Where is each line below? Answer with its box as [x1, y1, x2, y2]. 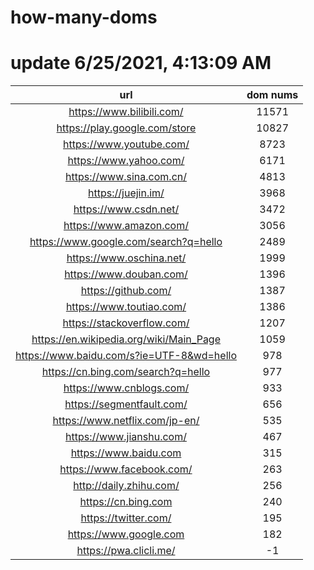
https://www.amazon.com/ [63, 219, 189, 233]
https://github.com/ [80, 284, 172, 298]
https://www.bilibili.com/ [68, 105, 184, 119]
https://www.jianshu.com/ [65, 430, 187, 444]
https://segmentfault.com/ [64, 397, 188, 411]
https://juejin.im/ [88, 186, 165, 200]
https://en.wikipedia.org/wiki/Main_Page [31, 332, 221, 346]
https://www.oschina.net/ [66, 251, 187, 265]
